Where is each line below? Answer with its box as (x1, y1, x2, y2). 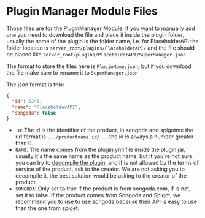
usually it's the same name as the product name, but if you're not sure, (15, 152, 195, 160)
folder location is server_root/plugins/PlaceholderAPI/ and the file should (6, 44, 195, 51)
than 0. (15, 140, 34, 147)
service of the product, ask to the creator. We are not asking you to (15, 165, 185, 173)
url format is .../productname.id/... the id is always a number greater (15, 133, 194, 140)
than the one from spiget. (15, 205, 80, 212)
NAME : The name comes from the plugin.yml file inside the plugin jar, (15, 146, 186, 154)
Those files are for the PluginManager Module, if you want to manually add (6, 24, 195, 32)
